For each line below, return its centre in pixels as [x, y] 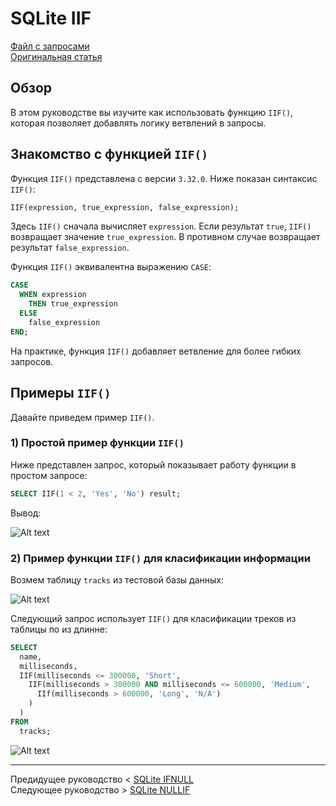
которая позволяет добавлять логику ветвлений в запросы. [138, 123]
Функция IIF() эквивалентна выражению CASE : [111, 267]
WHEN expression [53, 295]
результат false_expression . [70, 248]
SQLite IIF [51, 18]
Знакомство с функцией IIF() [109, 154]
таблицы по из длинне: [59, 629]
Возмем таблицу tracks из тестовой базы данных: [117, 579]
